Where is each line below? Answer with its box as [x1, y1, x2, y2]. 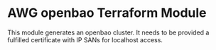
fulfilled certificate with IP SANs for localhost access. [7, 35, 163, 44]
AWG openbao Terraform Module [7, 5, 207, 21]
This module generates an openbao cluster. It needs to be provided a [7, 28, 210, 37]
